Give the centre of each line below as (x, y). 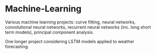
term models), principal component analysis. (49, 32)
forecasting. (17, 46)
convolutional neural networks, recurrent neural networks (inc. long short (78, 27)
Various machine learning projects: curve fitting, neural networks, (70, 22)
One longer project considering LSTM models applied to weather (70, 41)
